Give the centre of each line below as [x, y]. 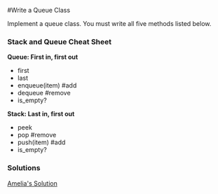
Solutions [24, 168]
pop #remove [37, 135]
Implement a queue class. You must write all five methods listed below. [109, 23]
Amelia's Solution [32, 183]
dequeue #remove [44, 93]
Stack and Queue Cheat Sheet [60, 41]
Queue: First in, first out [43, 57]
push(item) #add [41, 142]
